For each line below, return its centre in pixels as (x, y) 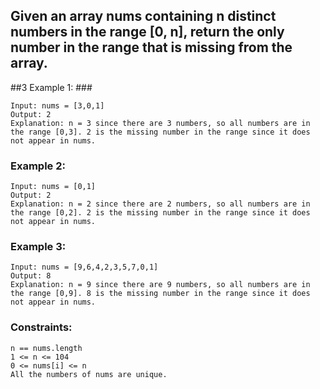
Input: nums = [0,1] (53, 187)
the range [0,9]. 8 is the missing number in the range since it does (160, 294)
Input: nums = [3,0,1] (57, 105)
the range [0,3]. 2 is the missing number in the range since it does (160, 132)
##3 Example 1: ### (51, 87)
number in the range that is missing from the (151, 47)
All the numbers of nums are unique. (89, 374)
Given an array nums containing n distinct (143, 16)
